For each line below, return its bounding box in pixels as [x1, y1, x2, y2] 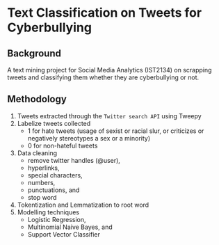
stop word [27, 193, 57, 201]
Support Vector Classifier [27, 230, 101, 238]
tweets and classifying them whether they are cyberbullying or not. [7, 73, 200, 81]
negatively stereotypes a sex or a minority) [27, 134, 151, 142]
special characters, [27, 171, 83, 179]
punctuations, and [27, 186, 80, 194]
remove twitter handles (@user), [27, 156, 120, 164]
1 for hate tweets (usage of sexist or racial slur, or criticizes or [27, 127, 204, 135]
